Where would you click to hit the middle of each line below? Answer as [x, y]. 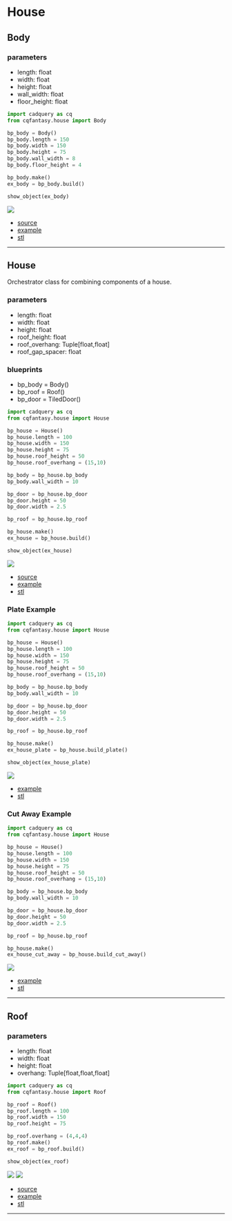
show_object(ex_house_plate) [49, 763]
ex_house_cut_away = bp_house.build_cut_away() [77, 955]
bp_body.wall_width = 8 [41, 159]
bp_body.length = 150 [38, 139]
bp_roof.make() [29, 1143]
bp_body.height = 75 [37, 153]
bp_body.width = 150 [37, 146]
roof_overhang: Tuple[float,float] [64, 344]
